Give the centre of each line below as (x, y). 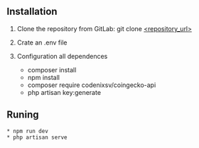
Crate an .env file (42, 42)
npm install (43, 77)
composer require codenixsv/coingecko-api (92, 85)
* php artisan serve (37, 137)
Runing (23, 115)
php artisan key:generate (64, 92)
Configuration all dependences (62, 56)
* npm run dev (28, 131)
